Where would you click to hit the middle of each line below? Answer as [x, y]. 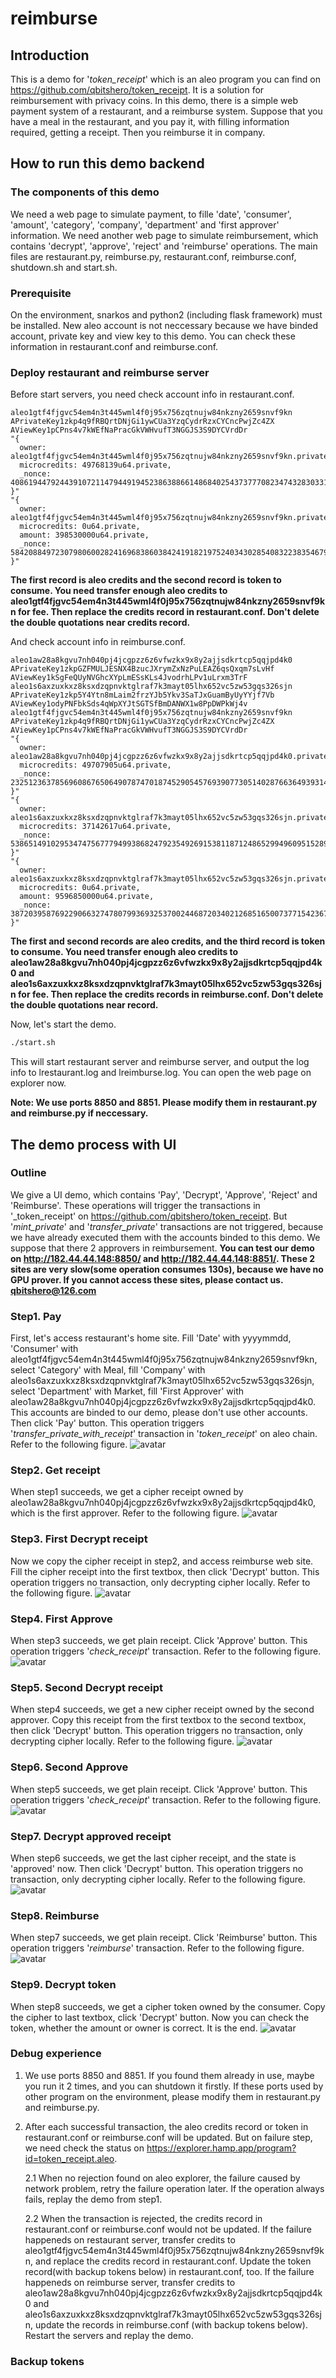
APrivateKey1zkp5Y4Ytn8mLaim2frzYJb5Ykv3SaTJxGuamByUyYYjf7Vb [142, 695]
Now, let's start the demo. [63, 1024]
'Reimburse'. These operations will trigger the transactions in [135, 1205]
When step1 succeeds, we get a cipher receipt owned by [127, 1492]
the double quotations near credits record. [100, 623]
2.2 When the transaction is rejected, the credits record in [143, 2218]
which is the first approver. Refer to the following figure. [125, 1513]
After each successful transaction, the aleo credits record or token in [166, 2126]
